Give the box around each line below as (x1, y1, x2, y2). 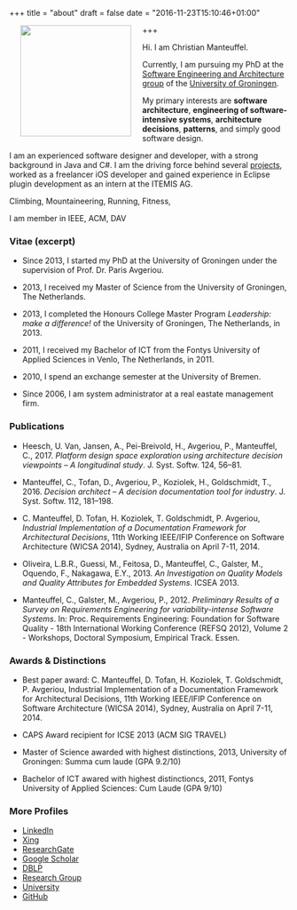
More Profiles (9, 804, 69, 817)
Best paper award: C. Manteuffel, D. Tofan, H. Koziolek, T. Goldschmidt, (21, 675, 284, 685)
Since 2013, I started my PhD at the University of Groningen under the (21, 255, 277, 266)
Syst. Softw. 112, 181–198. (21, 495, 113, 506)
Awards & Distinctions (9, 654, 106, 667)
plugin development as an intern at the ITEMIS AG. (9, 179, 193, 189)
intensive (142, 115, 177, 124)
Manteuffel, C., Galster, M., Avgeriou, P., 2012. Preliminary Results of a (21, 595, 279, 605)
